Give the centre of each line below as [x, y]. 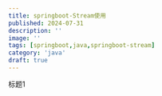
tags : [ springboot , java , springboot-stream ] [82, 46]
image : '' [25, 38]
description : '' [35, 30]
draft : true [28, 61]
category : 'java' [37, 53]
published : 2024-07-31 [46, 23]
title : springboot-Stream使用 [57, 16]
